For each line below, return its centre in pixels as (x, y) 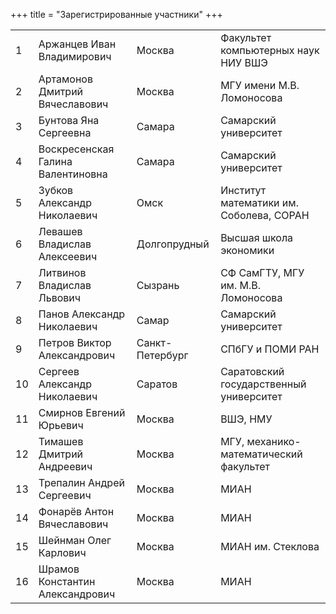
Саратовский (252, 371)
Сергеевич (65, 495)
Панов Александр (82, 314)
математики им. (259, 202)
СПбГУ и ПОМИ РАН (270, 349)
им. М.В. (241, 285)
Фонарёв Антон (76, 511)
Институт (243, 190)
